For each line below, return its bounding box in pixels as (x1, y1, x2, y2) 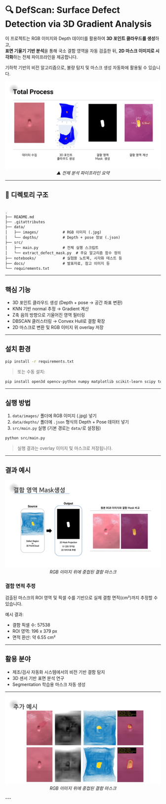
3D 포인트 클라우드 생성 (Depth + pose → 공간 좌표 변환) (12, 300, 123, 306)
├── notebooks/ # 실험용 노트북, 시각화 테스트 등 (5, 256, 123, 261)
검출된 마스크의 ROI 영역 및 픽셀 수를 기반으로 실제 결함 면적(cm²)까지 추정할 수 (5, 594, 158, 601)
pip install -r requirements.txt (5, 359, 74, 364)
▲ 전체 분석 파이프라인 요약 (56, 170, 110, 176)
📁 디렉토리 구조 (5, 190, 48, 199)
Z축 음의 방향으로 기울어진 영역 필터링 (12, 312, 85, 318)
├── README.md (5, 215, 35, 220)
